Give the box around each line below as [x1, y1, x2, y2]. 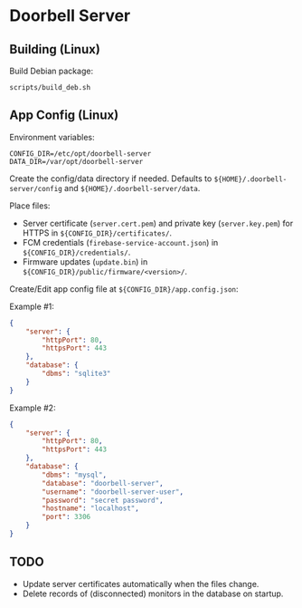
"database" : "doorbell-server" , [42, 478, 165, 487]
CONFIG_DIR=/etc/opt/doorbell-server [9, 149, 152, 159]
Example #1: [9, 301, 54, 312]
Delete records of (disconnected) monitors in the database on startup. [22, 588, 284, 599]
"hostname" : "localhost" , [42, 504, 140, 513]
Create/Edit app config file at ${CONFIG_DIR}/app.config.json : [9, 283, 239, 294]
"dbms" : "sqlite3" [42, 369, 111, 379]
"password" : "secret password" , [42, 496, 165, 505]
